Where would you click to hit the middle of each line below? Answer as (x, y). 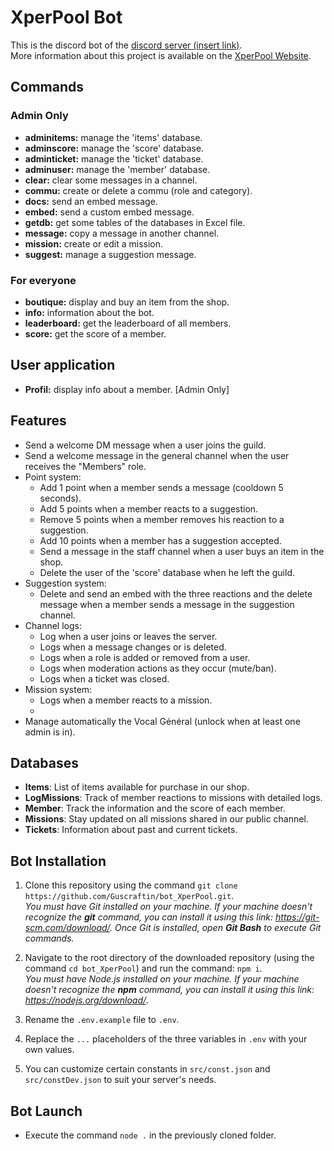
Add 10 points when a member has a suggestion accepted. (160, 540)
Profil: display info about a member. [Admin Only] (127, 389)
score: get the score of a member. (95, 333)
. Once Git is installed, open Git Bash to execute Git (215, 928)
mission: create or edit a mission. (94, 243)
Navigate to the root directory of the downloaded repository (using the (169, 958)
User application (63, 365)
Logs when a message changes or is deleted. (133, 647)
